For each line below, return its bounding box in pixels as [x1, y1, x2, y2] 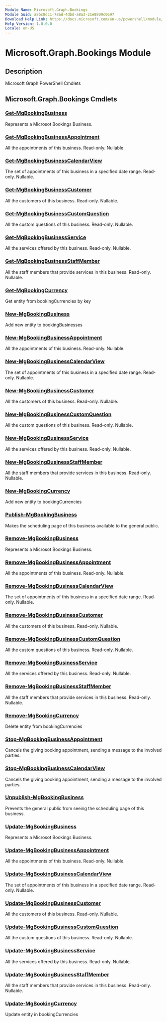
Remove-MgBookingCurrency [5, 712, 80, 719]
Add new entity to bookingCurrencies [5, 499, 82, 505]
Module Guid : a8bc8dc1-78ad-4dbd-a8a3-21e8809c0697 [5, 12, 114, 17]
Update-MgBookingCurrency [5, 1000, 77, 1007]
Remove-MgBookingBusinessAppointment [5, 559, 111, 566]
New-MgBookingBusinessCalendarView [5, 358, 105, 365]
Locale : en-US [5, 26, 35, 31]
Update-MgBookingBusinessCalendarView [5, 870, 112, 877]
